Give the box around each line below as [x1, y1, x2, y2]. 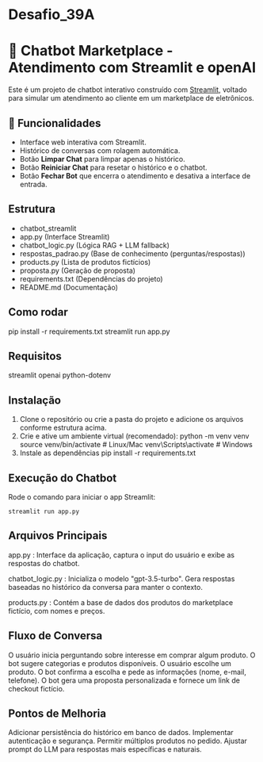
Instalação [8, 393, 62, 407]
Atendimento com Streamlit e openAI [8, 59, 256, 77]
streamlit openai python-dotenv [8, 370, 112, 380]
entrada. [19, 179, 48, 189]
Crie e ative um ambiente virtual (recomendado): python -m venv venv [19, 431, 250, 441]
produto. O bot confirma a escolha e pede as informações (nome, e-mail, [8, 667, 247, 676]
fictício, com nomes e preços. [8, 606, 105, 615]
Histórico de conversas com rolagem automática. [19, 145, 181, 155]
